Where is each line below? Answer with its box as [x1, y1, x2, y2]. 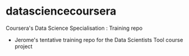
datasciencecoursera [5, 4, 116, 18]
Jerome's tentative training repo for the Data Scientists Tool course [14, 36, 184, 43]
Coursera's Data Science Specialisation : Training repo [5, 24, 143, 32]
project [14, 43, 33, 50]
